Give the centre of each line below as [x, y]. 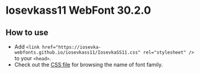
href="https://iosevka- [72, 47]
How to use [27, 33]
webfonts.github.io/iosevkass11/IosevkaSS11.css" [78, 53]
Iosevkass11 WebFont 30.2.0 [78, 10]
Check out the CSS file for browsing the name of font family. [88, 64]
